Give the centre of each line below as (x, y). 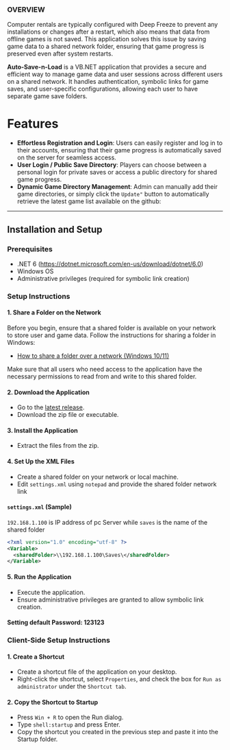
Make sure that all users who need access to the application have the (105, 370)
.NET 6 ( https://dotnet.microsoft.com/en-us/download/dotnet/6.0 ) (110, 264)
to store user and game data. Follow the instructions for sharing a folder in (112, 335)
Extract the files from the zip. (58, 446)
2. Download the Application (49, 392)
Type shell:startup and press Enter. (69, 725)
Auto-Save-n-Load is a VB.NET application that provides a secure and (107, 67)
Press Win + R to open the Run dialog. (70, 717)
